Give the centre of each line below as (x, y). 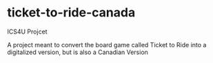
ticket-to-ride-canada (71, 13)
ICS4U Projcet (27, 32)
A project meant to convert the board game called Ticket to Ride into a (107, 45)
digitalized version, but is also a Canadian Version (78, 52)
